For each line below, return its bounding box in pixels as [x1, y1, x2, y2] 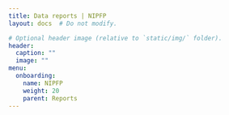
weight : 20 [23, 87, 60, 95]
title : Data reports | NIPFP [8, 11, 107, 20]
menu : [8, 64, 27, 73]
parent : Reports [23, 94, 78, 102]
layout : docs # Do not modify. [8, 19, 117, 28]
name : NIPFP [23, 79, 63, 87]
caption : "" [15, 49, 57, 57]
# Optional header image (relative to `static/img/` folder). [8, 34, 223, 42]
